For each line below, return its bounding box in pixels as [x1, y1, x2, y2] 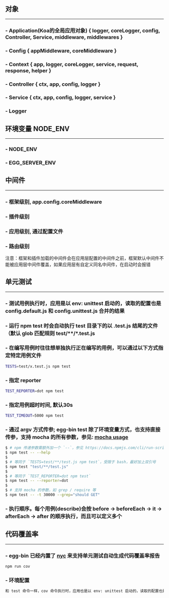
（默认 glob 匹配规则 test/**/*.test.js [5, 330, 96, 337]
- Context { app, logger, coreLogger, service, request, [5, 61, 139, 68]
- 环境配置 [5, 577, 30, 584]
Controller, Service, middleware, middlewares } [5, 33, 123, 40]
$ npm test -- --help [5, 450, 51, 455]
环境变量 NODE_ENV [5, 124, 70, 133]
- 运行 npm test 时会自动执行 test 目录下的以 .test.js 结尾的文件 [5, 322, 158, 329]
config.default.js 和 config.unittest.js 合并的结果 [5, 307, 125, 314]
